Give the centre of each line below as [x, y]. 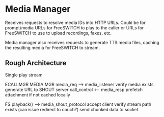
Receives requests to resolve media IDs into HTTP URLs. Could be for [75, 23]
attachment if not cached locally [38, 94]
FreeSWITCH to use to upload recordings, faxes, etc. [58, 33]
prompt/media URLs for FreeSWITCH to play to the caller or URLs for [74, 27]
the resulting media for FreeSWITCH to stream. [52, 47]
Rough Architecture [36, 63]
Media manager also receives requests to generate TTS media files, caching [82, 42]
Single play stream [24, 75]
